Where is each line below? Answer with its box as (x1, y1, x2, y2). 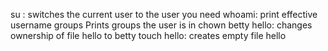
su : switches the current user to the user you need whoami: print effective (10, 9, 318, 20)
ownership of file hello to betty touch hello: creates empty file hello (10, 30, 287, 41)
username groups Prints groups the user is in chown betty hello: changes (10, 19, 313, 31)
